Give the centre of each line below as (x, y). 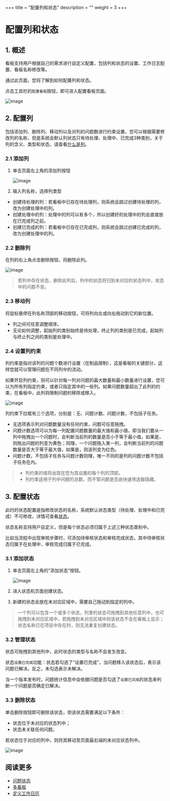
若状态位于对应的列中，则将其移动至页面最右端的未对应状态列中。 (74, 740)
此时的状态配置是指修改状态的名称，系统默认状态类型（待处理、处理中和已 (83, 510)
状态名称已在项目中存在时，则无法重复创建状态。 (69, 625)
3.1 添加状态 (20, 558)
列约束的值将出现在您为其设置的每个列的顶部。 (74, 473)
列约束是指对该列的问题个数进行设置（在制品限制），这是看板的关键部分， (82, 363)
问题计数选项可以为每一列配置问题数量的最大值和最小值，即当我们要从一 (88, 430)
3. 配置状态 (23, 497)
